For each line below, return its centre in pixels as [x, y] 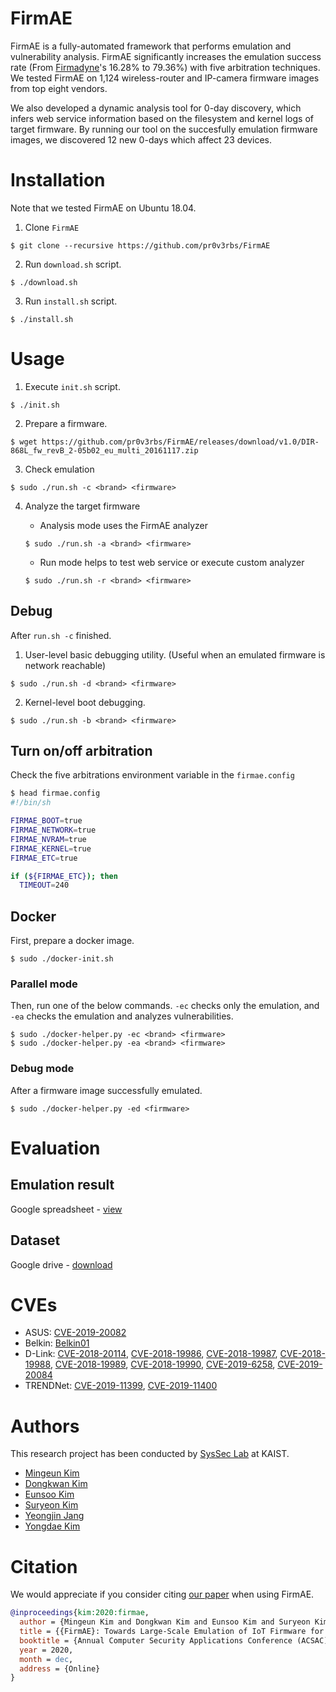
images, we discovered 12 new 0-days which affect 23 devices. [141, 139]
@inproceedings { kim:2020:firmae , [80, 1613]
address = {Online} [60, 1668]
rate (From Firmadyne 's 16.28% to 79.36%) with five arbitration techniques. [165, 67]
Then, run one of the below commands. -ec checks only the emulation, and [165, 1006]
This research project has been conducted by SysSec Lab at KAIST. [150, 1454]
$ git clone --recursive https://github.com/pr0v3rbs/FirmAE [140, 245]
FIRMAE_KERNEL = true [51, 848]
